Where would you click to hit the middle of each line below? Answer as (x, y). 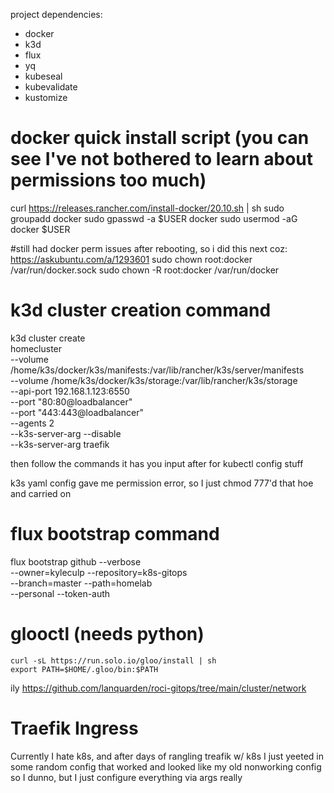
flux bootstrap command (115, 534)
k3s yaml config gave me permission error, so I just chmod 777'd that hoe (162, 483)
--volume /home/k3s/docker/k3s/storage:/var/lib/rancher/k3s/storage (154, 380)
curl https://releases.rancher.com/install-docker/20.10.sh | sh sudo (147, 208)
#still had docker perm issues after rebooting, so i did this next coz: (149, 248)
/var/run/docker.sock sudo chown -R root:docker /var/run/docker (145, 270)
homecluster (36, 348)
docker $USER (40, 229)
